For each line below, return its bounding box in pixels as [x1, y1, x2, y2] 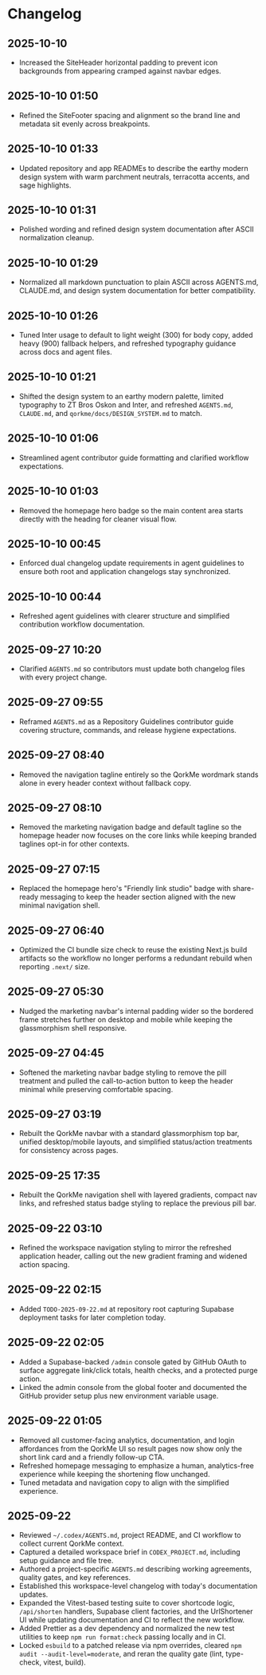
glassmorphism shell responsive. [18, 1023, 127, 1032]
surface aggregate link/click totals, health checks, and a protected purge [18, 1365, 258, 1375]
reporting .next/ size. [18, 962, 91, 971]
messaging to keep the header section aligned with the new [40, 892, 237, 902]
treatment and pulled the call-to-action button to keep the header [18, 1075, 234, 1086]
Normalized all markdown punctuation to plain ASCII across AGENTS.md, [18, 277, 259, 287]
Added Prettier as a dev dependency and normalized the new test [18, 1624, 235, 1633]
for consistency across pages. [18, 1146, 119, 1155]
